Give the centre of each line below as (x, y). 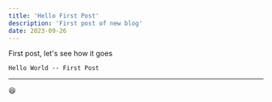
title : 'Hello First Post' (54, 16)
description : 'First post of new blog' (76, 23)
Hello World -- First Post (54, 68)
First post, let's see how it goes (61, 54)
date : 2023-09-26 (38, 31)
